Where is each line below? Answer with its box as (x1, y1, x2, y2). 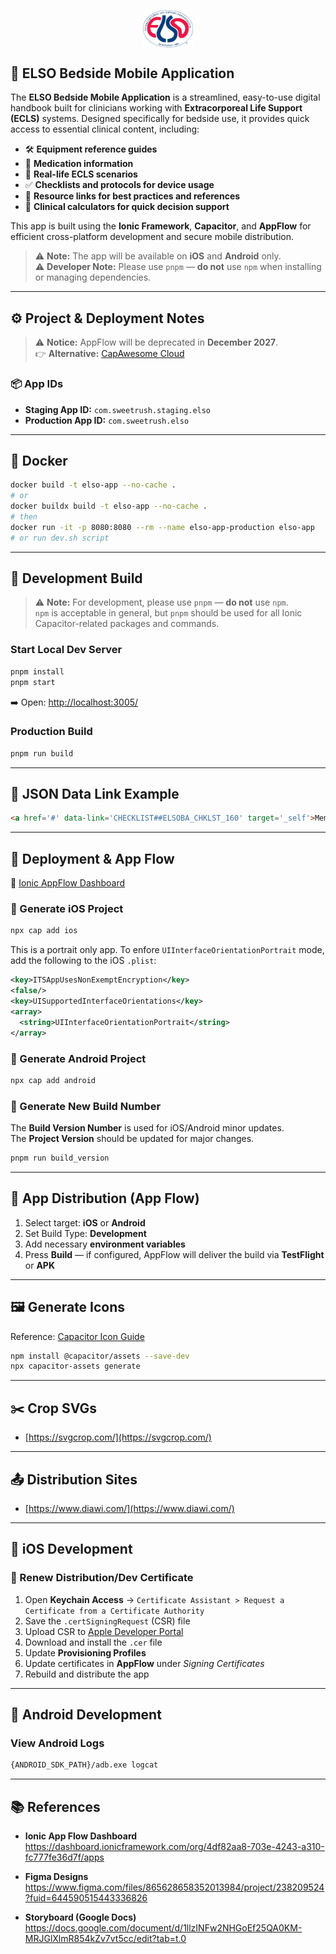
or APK (24, 1259, 55, 1271)
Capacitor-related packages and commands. (34, 618, 220, 630)
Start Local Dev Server (10, 643, 123, 657)
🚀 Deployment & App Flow (10, 850, 175, 867)
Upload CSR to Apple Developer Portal (24, 1625, 184, 1637)
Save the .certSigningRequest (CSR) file (24, 1615, 191, 1627)
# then (10, 512, 38, 522)
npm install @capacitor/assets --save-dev (10, 1351, 190, 1361)
